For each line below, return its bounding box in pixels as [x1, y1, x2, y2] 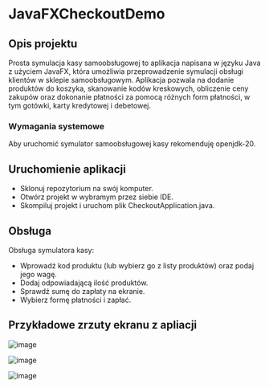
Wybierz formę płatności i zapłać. [19, 295, 132, 304]
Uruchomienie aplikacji [8, 162, 126, 176]
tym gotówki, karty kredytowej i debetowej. [8, 101, 151, 110]
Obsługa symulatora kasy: [8, 245, 95, 255]
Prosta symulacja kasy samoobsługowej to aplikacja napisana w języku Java [8, 58, 261, 67]
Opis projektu [8, 37, 78, 51]
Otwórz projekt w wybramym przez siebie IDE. [19, 192, 174, 202]
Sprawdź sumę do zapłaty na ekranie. [19, 286, 145, 296]
